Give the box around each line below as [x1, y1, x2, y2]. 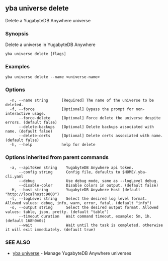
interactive [5, 111, 30, 116]
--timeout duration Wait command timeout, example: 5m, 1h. [18, 214, 152, 219]
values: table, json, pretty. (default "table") [5, 209, 109, 214]
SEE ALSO [5, 239, 31, 246]
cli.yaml [5, 174, 24, 179]
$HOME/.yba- [122, 169, 147, 175]
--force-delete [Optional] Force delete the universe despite [18, 115, 161, 120]
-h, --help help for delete [10, 142, 96, 147]
